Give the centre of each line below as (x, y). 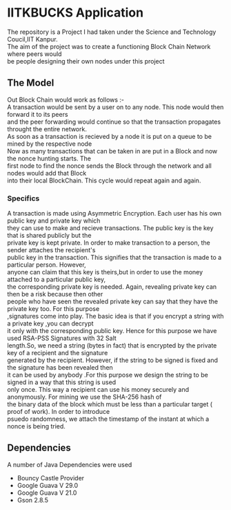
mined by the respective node (50, 144)
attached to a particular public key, (56, 280)
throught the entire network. (47, 129)
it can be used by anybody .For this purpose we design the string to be (108, 375)
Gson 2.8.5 (32, 500)
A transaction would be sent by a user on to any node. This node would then (115, 107)
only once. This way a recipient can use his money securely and (98, 390)
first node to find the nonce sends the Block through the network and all (109, 166)
